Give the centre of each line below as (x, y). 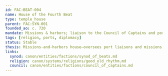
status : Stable (21, 42)
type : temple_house (25, 19)
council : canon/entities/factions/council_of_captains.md (71, 65)
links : (12, 51)
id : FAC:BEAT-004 (23, 10)
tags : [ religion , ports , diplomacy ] (43, 38)
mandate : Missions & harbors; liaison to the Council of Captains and (80, 33)
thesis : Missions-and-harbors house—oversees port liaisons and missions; (85, 47)
